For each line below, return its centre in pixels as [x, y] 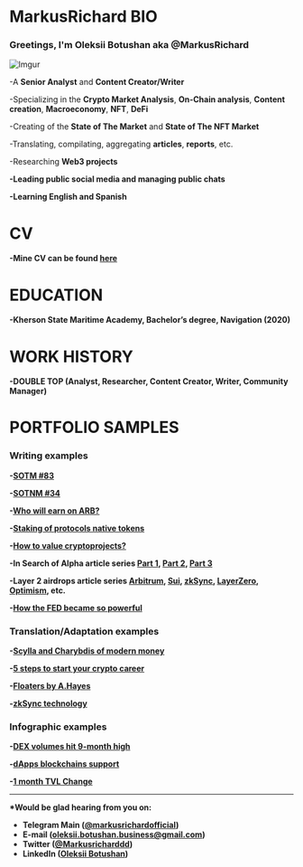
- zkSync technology [48, 703]
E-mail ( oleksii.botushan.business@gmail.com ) [114, 834]
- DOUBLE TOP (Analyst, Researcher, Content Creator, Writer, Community [149, 382]
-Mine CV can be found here [64, 259]
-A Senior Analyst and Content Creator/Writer [97, 82]
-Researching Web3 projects [64, 162]
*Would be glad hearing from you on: [81, 807]
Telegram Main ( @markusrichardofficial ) [101, 825]
